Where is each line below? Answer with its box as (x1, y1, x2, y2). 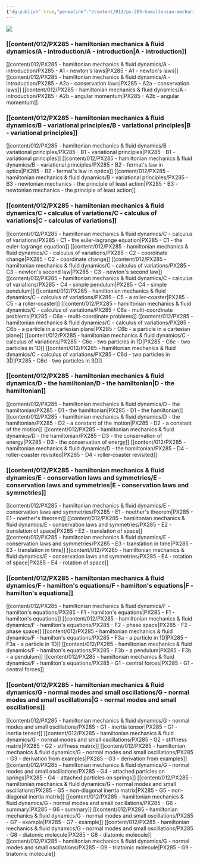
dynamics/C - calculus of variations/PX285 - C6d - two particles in (6, 351, 170, 358)
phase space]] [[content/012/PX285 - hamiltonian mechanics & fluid (6, 628, 173, 635)
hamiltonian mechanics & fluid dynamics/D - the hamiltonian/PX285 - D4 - (6, 444, 189, 452)
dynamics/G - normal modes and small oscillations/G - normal (6, 688, 189, 696)
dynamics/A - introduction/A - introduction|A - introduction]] (6, 47, 187, 56)
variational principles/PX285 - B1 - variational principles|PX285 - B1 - (6, 149, 176, 156)
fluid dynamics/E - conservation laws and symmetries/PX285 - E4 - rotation (6, 553, 192, 560)
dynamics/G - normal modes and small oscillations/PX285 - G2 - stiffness (6, 736, 187, 743)
